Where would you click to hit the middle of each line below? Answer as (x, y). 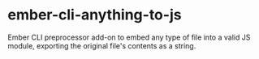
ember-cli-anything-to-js (95, 15)
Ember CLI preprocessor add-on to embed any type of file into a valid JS (129, 37)
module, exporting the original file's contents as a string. (102, 45)
